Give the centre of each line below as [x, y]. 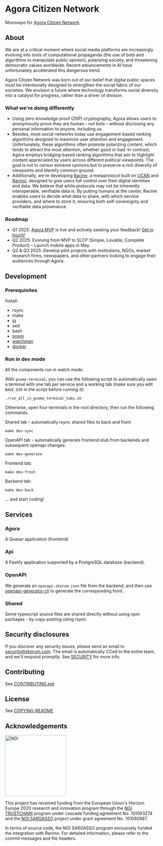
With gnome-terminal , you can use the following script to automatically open [81, 379]
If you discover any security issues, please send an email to [65, 646]
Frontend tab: [19, 463]
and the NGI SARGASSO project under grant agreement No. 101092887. [77, 819]
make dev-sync [19, 431]
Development [26, 276]
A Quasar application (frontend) [37, 539]
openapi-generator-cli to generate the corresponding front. [64, 590]
